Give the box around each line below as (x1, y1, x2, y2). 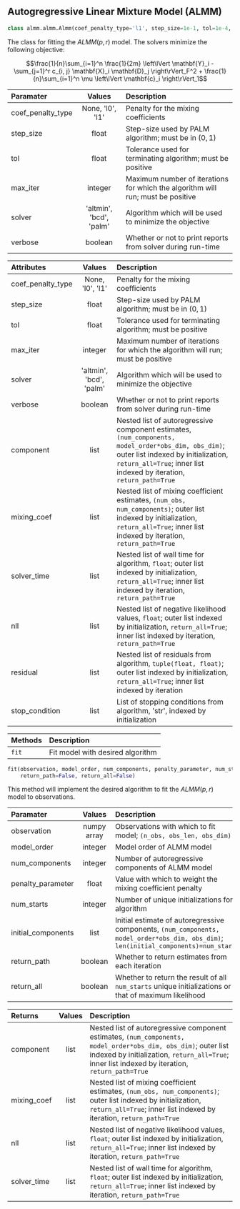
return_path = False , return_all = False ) (20, 772, 136, 780)
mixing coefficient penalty (115, 883, 203, 893)
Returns (11, 1011, 39, 1021)
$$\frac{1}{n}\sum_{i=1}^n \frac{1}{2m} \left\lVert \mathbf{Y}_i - (26, 59, 214, 67)
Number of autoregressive (115, 854, 204, 864)
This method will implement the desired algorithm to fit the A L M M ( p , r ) (7, 785, 214, 794)
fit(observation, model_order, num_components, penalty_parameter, (7, 765, 213, 772)
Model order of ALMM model (115, 842, 212, 852)
